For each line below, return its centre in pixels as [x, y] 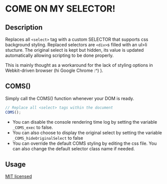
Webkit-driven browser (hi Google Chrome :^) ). [54, 70]
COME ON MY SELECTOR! [60, 9]
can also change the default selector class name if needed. [74, 148]
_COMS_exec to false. [33, 127]
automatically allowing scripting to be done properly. [59, 55]
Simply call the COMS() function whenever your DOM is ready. [70, 98]
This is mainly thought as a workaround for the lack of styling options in [79, 65]
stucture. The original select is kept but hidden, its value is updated [74, 50]
